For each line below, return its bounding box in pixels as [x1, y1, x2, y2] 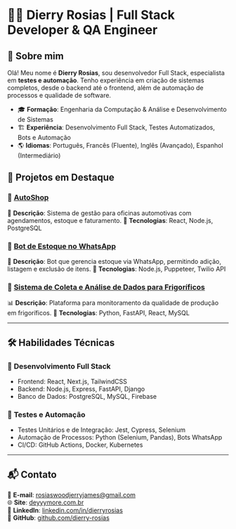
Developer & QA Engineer [7, 22, 158, 38]
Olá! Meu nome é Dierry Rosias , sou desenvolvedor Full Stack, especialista [7, 69, 225, 77]
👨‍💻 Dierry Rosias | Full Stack [7, 7, 176, 23]
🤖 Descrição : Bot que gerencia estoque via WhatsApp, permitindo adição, [7, 257, 221, 265]
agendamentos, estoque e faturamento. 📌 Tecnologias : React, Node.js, [7, 216, 214, 224]
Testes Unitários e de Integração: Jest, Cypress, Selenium [17, 426, 186, 434]
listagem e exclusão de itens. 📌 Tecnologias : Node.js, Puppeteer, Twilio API [7, 264, 226, 273]
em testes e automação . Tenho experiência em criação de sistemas [7, 76, 205, 84]
